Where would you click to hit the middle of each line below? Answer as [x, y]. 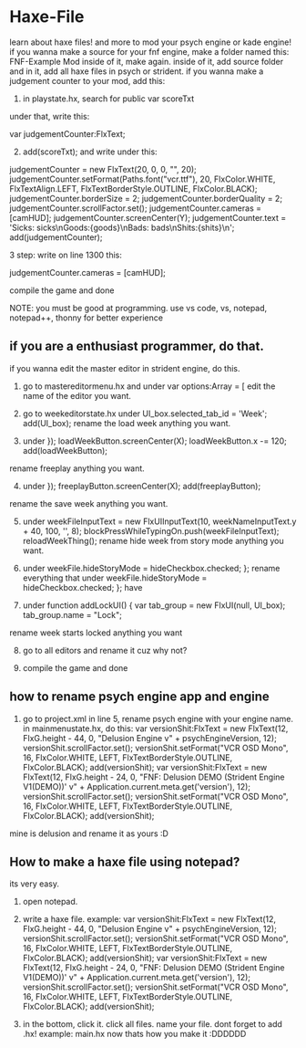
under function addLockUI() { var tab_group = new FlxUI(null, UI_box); [154, 605]
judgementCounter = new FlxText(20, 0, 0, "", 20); [103, 169]
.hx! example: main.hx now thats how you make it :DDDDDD [134, 1034]
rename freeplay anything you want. [77, 468]
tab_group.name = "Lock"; [72, 614]
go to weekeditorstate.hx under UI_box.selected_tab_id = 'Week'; [145, 414]
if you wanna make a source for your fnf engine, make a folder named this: [149, 51]
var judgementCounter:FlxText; [67, 133]
